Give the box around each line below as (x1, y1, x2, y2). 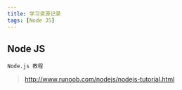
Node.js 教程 (7, 63, 44, 70)
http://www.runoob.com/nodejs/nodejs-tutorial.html (24, 75, 175, 84)
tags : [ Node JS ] (7, 17, 55, 24)
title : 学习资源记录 (7, 10, 61, 18)
